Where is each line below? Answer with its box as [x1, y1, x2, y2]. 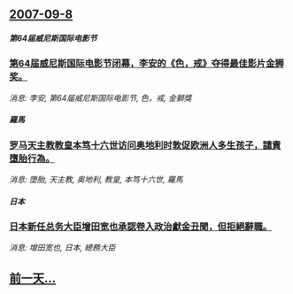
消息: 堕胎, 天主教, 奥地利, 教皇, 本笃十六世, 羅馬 [9, 174, 183, 185]
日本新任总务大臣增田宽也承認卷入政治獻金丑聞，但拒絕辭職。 [9, 220, 273, 233]
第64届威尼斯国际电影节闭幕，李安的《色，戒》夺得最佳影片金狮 [9, 58, 285, 70]
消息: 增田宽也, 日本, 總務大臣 [9, 243, 116, 253]
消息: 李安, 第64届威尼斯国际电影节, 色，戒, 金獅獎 [9, 92, 192, 103]
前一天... [9, 270, 57, 286]
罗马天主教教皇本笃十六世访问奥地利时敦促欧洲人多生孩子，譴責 [9, 139, 281, 151]
